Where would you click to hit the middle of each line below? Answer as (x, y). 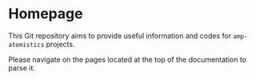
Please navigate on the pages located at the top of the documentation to (127, 59)
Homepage (46, 14)
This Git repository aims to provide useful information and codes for (120, 36)
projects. (60, 44)
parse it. (22, 67)
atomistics (26, 44)
